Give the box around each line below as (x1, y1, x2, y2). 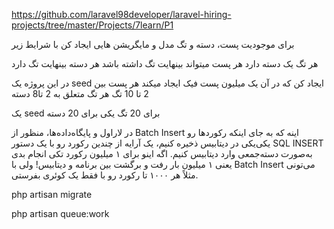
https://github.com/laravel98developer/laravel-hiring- (11, 9, 232, 20)
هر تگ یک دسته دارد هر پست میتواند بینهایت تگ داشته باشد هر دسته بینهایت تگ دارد (11, 58, 319, 69)
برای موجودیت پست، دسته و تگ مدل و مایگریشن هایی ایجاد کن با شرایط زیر (11, 39, 295, 50)
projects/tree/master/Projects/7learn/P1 (11, 19, 174, 31)
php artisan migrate (11, 189, 93, 200)
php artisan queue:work (11, 208, 110, 219)
